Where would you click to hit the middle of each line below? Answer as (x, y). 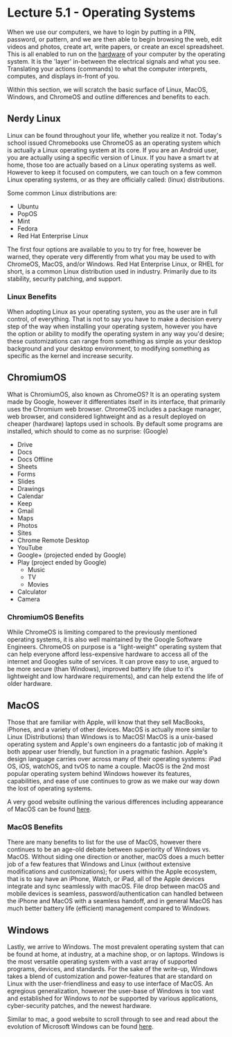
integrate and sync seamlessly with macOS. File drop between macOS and (114, 886)
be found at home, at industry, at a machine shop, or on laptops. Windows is (116, 955)
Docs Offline (35, 459)
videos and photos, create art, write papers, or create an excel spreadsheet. (116, 46)
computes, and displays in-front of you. (63, 76)
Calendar (30, 496)
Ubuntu (28, 206)
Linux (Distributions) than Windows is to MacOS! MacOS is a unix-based (110, 736)
